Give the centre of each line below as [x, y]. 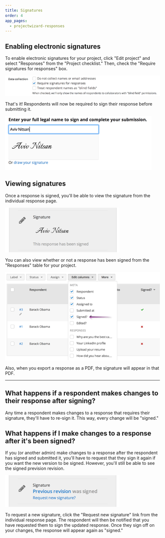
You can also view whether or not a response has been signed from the [77, 260]
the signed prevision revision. [35, 468]
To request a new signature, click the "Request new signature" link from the [82, 515]
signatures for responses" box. [36, 69]
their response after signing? [50, 401]
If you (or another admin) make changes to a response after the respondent [82, 453]
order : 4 [14, 15]
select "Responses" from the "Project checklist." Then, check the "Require [80, 63]
